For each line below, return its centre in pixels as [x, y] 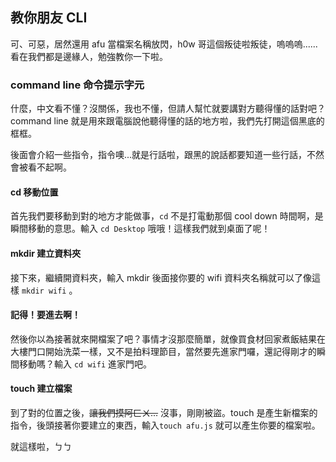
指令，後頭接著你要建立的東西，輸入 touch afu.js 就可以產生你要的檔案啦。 [165, 425]
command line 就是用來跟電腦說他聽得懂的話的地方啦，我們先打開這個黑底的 [167, 121]
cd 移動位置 [34, 192]
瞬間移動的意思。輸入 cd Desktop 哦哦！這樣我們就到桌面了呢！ [140, 229]
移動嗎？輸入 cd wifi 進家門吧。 [85, 364]
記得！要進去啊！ [45, 315]
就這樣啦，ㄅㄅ [41, 446]
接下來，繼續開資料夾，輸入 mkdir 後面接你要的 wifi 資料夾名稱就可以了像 [161, 277]
